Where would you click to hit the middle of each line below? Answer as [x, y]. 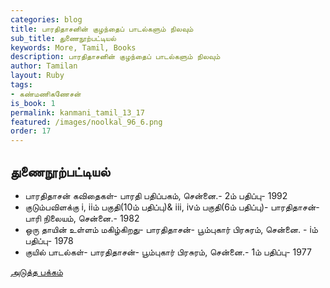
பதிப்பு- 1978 [49, 240]
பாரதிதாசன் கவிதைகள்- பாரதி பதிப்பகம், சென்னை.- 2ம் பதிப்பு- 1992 [156, 195]
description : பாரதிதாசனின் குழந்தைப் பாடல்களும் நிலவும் [115, 57]
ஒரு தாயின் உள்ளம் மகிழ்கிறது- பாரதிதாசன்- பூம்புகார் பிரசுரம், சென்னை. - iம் [171, 229]
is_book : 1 [33, 103]
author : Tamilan [44, 66]
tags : [21, 85]
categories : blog [46, 19]
